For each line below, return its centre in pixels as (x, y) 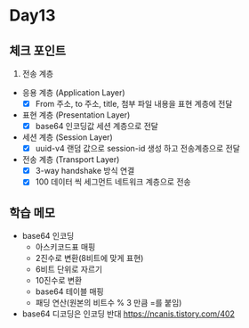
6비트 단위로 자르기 (69, 269)
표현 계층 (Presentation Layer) (76, 115)
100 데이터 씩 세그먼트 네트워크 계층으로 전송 (113, 182)
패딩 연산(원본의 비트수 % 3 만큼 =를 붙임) (108, 303)
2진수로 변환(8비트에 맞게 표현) (89, 258)
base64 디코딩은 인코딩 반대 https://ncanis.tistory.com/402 (129, 314)
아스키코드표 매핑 (65, 247)
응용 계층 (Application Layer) (74, 93)
